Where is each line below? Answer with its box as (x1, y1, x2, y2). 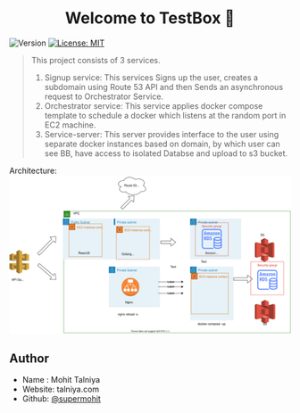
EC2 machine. (44, 120, 96, 130)
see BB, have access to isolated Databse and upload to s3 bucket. (44, 147, 288, 159)
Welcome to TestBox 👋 (65, 8, 235, 29)
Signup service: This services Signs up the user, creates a (44, 71, 259, 83)
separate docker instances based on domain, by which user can (44, 138, 281, 149)
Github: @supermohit (21, 393, 101, 404)
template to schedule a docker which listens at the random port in (44, 110, 287, 120)
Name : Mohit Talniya (21, 375, 101, 385)
